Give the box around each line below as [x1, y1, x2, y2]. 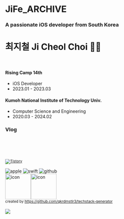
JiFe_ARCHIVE [5, 3, 67, 15]
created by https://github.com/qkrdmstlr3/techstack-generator [5, 199, 113, 204]
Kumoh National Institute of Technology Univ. [5, 97, 102, 103]
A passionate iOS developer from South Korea [5, 21, 119, 28]
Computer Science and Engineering [12, 108, 86, 114]
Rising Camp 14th [5, 69, 42, 75]
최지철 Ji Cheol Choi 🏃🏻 [5, 41, 101, 53]
